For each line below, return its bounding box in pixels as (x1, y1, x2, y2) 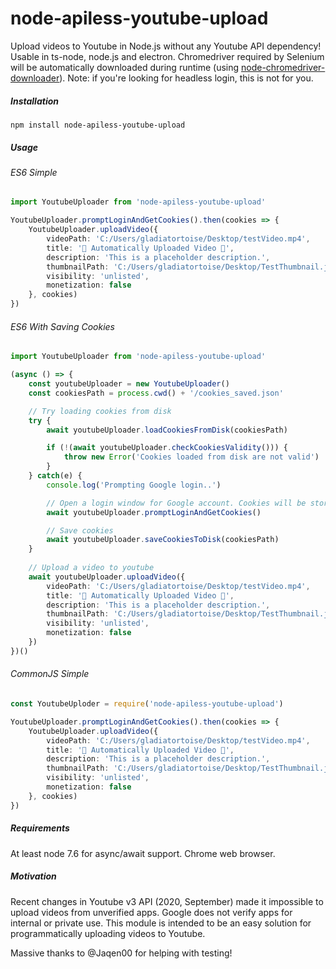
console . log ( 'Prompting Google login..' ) (46, 480, 222, 490)
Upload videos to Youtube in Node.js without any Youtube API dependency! (10, 40, 322, 52)
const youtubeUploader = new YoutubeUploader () (28, 379, 230, 389)
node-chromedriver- (241, 61, 326, 73)
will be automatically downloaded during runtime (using (10, 61, 240, 73)
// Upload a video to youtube (28, 563, 155, 573)
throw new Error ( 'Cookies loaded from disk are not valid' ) (63, 452, 320, 462)
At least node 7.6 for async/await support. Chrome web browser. (10, 847, 276, 859)
